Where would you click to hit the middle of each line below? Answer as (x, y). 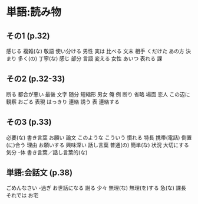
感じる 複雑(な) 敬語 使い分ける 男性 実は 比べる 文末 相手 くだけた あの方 (95, 51)
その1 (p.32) (28, 36)
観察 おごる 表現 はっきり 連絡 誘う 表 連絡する (63, 102)
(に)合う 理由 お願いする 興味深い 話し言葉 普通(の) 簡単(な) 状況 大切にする (98, 145)
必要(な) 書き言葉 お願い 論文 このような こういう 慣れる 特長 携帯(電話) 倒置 (99, 137)
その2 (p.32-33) (36, 79)
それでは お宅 (22, 195)
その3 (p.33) (29, 122)
